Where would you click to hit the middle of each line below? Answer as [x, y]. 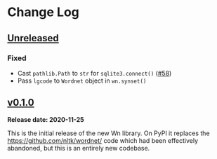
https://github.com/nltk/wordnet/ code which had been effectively [103, 140]
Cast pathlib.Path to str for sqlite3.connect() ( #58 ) [94, 73]
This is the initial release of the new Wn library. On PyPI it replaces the [108, 133]
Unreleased [33, 38]
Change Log [43, 12]
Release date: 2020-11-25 [46, 119]
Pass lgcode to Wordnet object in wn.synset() [82, 81]
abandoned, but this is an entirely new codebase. [79, 148]
